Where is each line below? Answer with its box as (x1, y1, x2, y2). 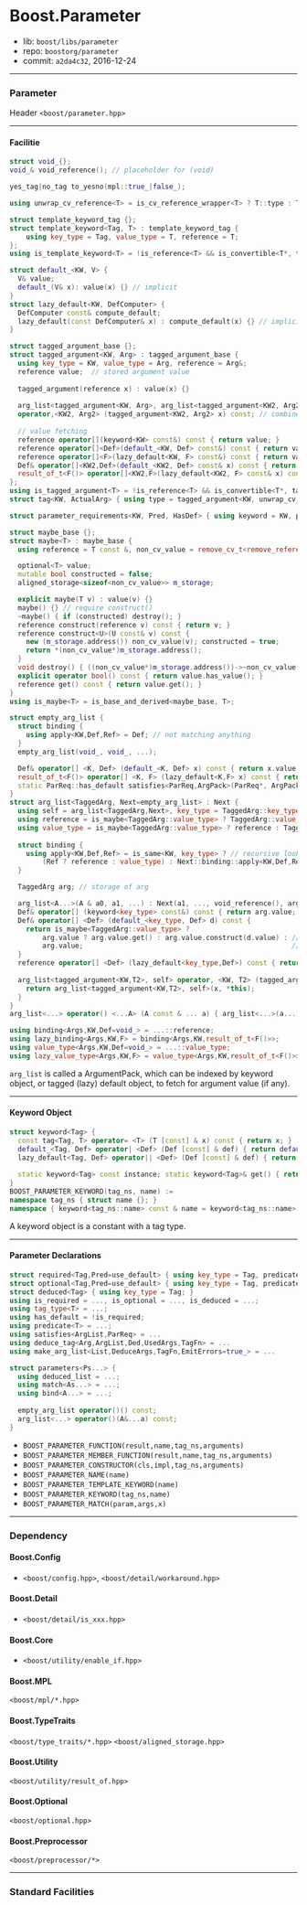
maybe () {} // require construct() (17, 603, 153, 613)
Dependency (9, 1529, 69, 1542)
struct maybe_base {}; (9, 528, 96, 537)
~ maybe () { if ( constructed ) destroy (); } (17, 612, 182, 621)
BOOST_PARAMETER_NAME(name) (22, 1470, 130, 1480)
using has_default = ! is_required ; (9, 1313, 145, 1322)
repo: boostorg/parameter (22, 45, 119, 56)
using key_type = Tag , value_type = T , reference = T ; (26, 232, 239, 241)
